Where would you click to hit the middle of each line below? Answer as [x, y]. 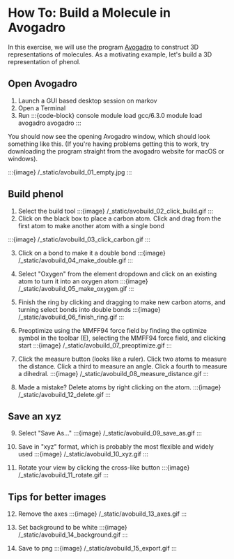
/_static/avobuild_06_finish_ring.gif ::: [71, 317]
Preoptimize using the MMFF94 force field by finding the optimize [112, 330]
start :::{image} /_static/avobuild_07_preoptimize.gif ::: [95, 345]
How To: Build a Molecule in [89, 13]
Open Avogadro [42, 84]
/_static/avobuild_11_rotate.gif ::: [63, 475]
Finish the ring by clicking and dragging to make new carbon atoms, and [122, 302]
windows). [23, 158]
